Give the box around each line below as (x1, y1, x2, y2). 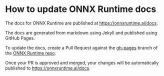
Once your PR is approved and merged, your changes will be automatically (5, 59, 159, 65)
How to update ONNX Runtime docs (5, 3, 156, 15)
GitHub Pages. (5, 35, 35, 41)
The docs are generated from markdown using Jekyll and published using (5, 29, 157, 35)
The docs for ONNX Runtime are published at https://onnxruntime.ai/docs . (5, 20, 158, 26)
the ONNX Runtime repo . (5, 50, 56, 56)
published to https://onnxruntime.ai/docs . (5, 65, 91, 71)
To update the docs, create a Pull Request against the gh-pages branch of (5, 44, 158, 50)
